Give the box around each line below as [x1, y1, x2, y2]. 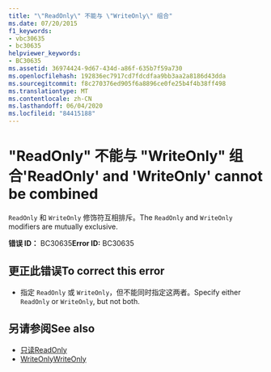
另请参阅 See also [8, 322, 95, 336]
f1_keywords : [8, 27, 53, 35]
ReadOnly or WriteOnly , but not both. [19, 296, 140, 306]
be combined [8, 185, 99, 203]
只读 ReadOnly [19, 345, 67, 354]
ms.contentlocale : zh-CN [8, 95, 92, 103]
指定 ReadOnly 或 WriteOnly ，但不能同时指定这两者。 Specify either [19, 287, 241, 297]
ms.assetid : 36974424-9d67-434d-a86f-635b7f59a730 [8, 65, 183, 73]
